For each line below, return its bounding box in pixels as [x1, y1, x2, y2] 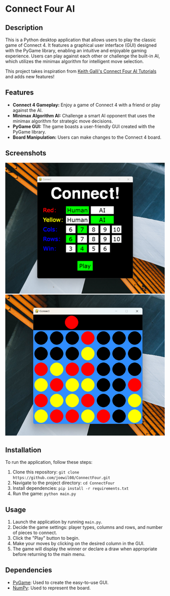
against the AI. [12, 107, 43, 113]
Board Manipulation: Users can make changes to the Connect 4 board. [12, 134, 162, 140]
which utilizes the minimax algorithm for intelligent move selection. [5, 58, 144, 64]
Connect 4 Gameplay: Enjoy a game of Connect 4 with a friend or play [12, 102, 160, 108]
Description [5, 23, 43, 32]
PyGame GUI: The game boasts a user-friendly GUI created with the [12, 123, 155, 130]
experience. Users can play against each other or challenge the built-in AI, [5, 53, 160, 59]
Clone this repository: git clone [12, 469, 79, 475]
